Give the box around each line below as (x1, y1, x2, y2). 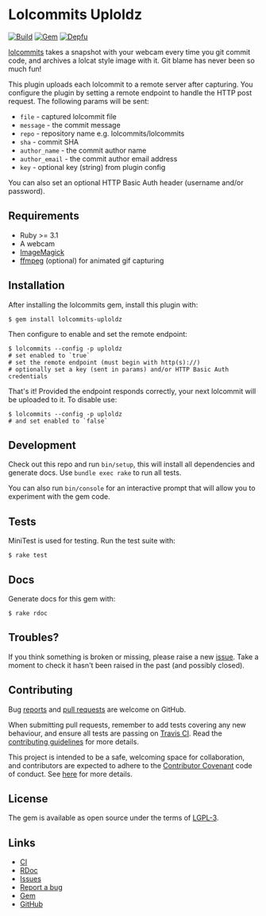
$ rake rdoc (8, 609, 48, 617)
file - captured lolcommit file (19, 111, 118, 121)
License (8, 792, 48, 806)
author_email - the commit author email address (19, 153, 178, 164)
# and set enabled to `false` (8, 417, 109, 425)
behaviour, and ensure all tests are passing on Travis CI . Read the (8, 729, 222, 738)
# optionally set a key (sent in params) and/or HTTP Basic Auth (8, 365, 229, 373)
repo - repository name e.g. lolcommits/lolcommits (19, 129, 185, 138)
